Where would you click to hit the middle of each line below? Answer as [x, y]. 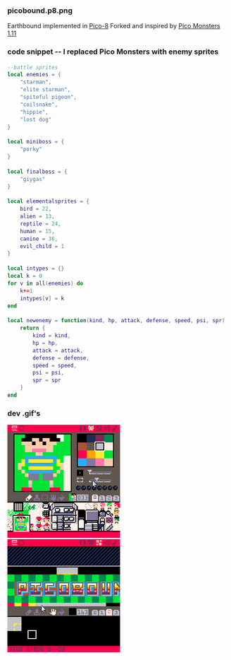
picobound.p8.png [40, 11]
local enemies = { [34, 75]
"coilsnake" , [39, 105]
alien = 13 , [37, 217]
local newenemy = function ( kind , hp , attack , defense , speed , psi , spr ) [116, 321]
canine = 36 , [39, 239]
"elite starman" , [45, 90]
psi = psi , [49, 373]
